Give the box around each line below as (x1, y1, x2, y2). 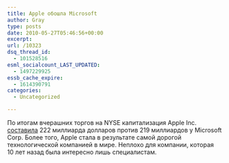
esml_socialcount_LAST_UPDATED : (7, 61, 100, 68)
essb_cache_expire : (7, 74, 64, 81)
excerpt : (7, 36, 33, 43)
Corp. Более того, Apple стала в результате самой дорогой (7, 133, 182, 142)
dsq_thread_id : (7, 49, 51, 56)
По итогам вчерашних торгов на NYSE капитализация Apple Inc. (7, 119, 197, 126)
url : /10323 (7, 42, 42, 49)
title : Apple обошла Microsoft (7, 10, 98, 17)
